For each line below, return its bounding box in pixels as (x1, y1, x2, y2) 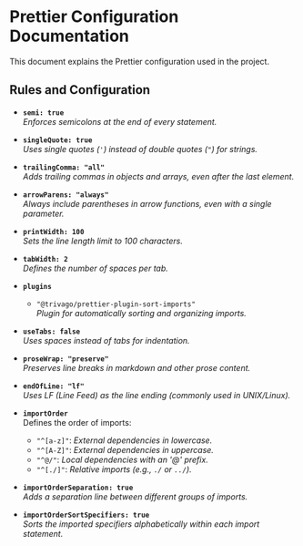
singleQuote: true (22, 135, 93, 145)
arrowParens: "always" (22, 190, 109, 200)
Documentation (9, 26, 130, 46)
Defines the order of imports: (22, 417, 132, 428)
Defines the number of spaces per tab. (22, 263, 168, 273)
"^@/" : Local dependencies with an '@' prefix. (35, 454, 209, 465)
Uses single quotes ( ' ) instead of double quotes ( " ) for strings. (22, 143, 258, 154)
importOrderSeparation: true (22, 483, 134, 492)
